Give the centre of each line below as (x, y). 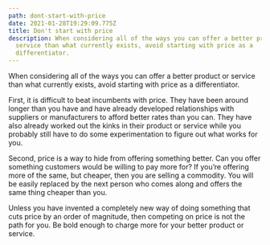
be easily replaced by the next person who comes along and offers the (125, 184)
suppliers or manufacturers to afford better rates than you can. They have (130, 117)
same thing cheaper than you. (58, 192)
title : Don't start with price (61, 31)
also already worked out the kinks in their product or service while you (125, 126)
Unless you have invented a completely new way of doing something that (129, 208)
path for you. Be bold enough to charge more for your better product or (126, 225)
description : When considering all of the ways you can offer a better (131, 38)
